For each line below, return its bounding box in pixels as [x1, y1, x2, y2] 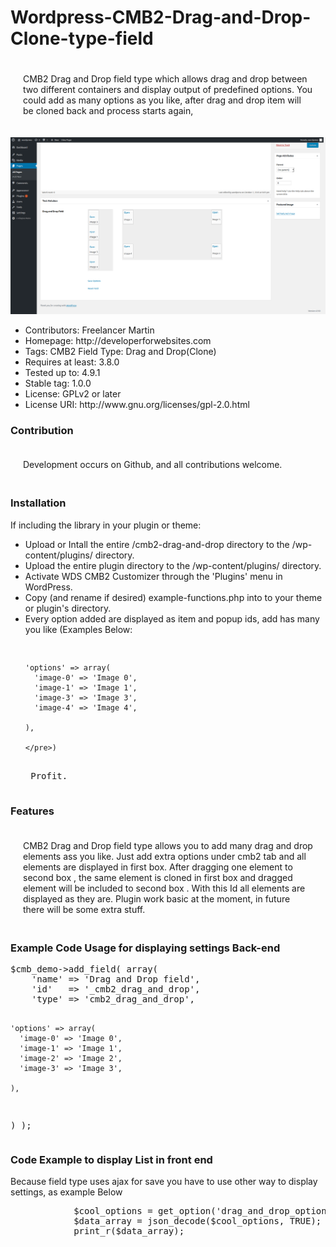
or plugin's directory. [24, 602, 112, 614]
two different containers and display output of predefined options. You [23, 83, 313, 95]
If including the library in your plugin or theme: [10, 519, 202, 531]
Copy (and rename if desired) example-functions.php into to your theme [24, 591, 323, 603]
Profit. [30, 770, 68, 781]
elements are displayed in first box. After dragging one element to [23, 861, 293, 873]
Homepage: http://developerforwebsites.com [24, 334, 212, 346]
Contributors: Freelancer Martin [24, 324, 155, 336]
